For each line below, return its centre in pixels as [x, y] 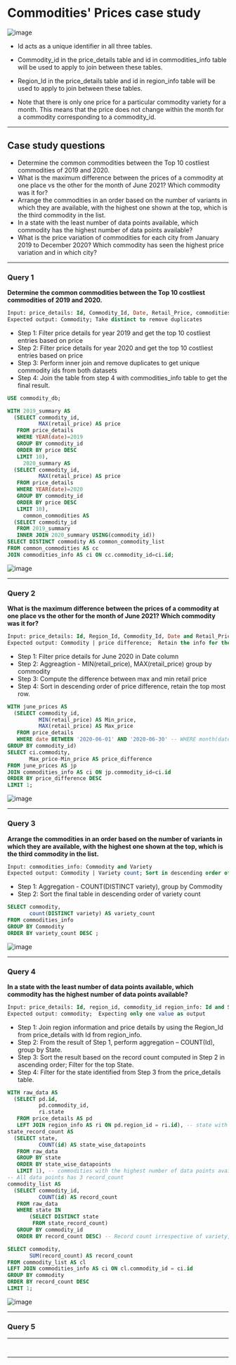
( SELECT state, [36, 1138]
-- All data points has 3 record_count [66, 1178]
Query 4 [22, 971]
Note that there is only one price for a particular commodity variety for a [122, 102]
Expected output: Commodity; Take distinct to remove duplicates [105, 319]
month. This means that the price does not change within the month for [120, 109]
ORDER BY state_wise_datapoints [64, 1164]
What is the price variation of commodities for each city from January [118, 237]
